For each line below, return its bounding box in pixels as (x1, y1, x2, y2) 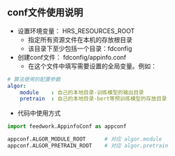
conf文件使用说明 (7, 6, 83, 19)
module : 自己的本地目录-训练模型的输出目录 (20, 89, 144, 96)
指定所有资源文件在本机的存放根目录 (27, 35, 133, 44)
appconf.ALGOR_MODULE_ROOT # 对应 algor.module (7, 136, 162, 143)
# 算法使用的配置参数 (7, 76, 61, 83)
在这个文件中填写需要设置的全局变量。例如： (27, 62, 157, 70)
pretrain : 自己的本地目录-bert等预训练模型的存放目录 (20, 96, 167, 103)
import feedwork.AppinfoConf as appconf (7, 123, 127, 130)
